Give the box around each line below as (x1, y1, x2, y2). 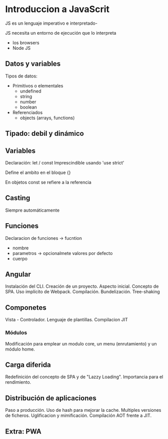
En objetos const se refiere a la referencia (5, 179, 92, 185)
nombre (12, 245, 29, 251)
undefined (20, 88, 42, 94)
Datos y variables (5, 59, 61, 68)
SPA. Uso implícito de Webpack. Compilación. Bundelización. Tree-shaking (5, 289, 160, 295)
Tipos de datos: (5, 73, 38, 79)
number (20, 99, 37, 105)
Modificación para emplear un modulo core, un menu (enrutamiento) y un (5, 340, 157, 346)
